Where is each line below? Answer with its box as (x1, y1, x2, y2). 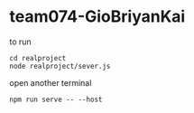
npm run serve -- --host (9, 95, 103, 104)
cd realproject (9, 53, 67, 62)
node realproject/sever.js (9, 61, 111, 71)
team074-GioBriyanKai (9, 6, 186, 27)
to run (9, 36, 32, 47)
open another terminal (9, 77, 92, 88)
